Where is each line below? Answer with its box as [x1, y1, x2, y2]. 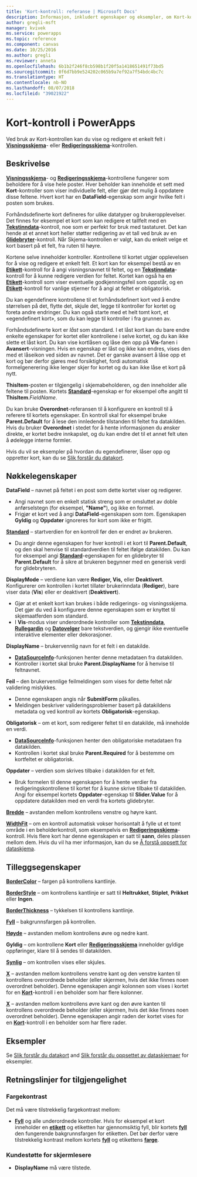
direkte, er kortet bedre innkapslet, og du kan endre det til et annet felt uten [6, 430, 188, 437]
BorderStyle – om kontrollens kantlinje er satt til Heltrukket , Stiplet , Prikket [6, 889, 189, 896]
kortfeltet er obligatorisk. [14, 756, 74, 763]
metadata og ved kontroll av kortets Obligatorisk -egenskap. [14, 708, 160, 715]
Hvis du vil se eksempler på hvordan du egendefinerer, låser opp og [6, 448, 170, 455]
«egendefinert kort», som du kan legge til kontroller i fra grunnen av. [6, 315, 171, 322]
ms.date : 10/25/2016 [6, 47, 57, 53]
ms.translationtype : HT [6, 74, 64, 80]
